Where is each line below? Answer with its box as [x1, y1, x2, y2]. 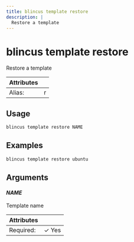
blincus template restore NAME [6, 125, 83, 130]
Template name [6, 202, 44, 210]
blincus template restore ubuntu [6, 156, 89, 162]
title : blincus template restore [6, 8, 89, 15]
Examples [6, 140, 43, 151]
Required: [9, 226, 36, 234]
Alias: [9, 89, 25, 97]
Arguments [6, 172, 49, 183]
